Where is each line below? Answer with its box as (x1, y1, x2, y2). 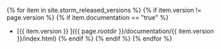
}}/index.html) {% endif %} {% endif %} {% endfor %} (16, 34, 173, 43)
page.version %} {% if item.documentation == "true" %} (6, 13, 169, 22)
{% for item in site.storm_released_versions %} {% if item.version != (6, 6, 202, 14)
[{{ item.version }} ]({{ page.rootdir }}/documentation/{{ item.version (16, 27, 214, 35)
